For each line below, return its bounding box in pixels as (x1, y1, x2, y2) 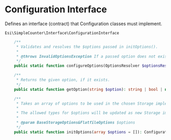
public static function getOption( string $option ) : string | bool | (14, 87, 163, 92)
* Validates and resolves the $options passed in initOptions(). (16, 44, 158, 49)
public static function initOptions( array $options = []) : (14, 129, 142, 134)
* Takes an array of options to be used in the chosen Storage (16, 101, 154, 106)
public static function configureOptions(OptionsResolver (14, 63, 140, 69)
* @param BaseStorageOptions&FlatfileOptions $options (16, 120, 136, 125)
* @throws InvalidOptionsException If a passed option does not (16, 54, 156, 59)
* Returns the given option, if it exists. (16, 77, 110, 83)
